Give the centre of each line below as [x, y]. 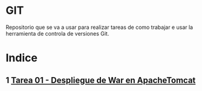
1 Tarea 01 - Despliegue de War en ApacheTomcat [101, 80]
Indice [21, 58]
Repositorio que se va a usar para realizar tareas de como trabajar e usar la [99, 27]
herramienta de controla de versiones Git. [57, 33]
